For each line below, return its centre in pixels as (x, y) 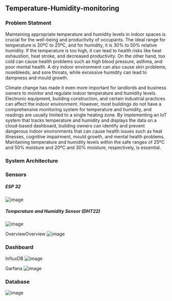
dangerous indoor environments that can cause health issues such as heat (84, 131)
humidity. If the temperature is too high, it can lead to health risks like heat (83, 50)
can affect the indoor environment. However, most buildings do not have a (83, 104)
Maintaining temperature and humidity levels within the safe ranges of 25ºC (85, 142)
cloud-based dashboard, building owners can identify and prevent (75, 125)
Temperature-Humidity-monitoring (62, 8)
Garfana (14, 268)
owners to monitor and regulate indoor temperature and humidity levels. (81, 93)
